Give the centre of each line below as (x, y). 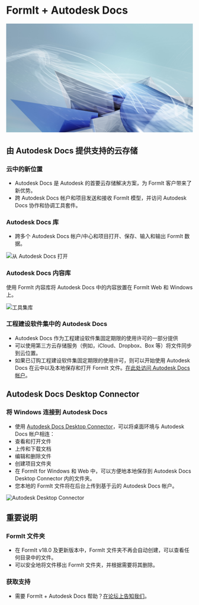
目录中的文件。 (38, 558)
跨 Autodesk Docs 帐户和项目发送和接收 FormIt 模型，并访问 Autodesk (100, 198)
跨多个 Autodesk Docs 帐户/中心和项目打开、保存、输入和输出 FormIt (99, 236)
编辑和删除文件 (33, 456)
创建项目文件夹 (33, 463)
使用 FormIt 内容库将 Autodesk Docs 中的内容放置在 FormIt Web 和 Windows (99, 287)
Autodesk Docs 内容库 (38, 273)
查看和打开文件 (33, 441)
